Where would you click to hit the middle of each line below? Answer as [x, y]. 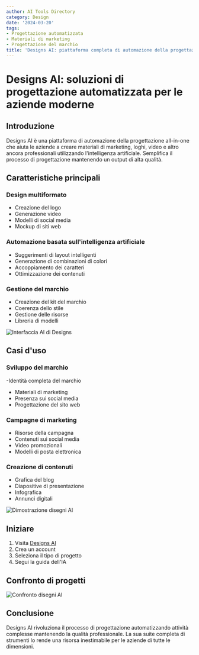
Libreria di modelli [36, 321]
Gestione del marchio [38, 289]
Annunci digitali [34, 499]
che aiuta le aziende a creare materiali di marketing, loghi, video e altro [92, 147]
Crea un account [35, 549]
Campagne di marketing [41, 420]
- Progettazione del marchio [42, 45]
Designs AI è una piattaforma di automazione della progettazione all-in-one [98, 140]
